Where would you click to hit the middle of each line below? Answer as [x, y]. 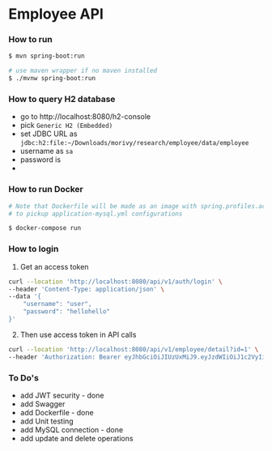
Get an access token [54, 266]
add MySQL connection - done [72, 429]
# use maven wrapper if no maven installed [83, 71]
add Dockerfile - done [57, 412]
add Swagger [42, 404]
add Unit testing [47, 421]
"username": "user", [57, 304]
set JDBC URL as [49, 134]
